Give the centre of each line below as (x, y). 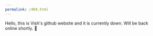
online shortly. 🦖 (21, 28)
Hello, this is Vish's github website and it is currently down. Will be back (77, 23)
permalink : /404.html (27, 9)
